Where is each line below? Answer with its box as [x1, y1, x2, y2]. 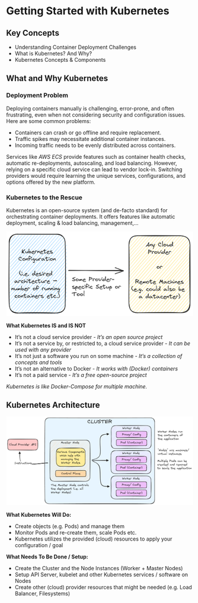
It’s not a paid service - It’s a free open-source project [14, 371, 147, 378]
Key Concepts [6, 28, 59, 38]
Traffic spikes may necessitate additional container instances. [14, 135, 166, 142]
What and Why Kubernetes [6, 73, 108, 84]
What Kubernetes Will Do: [6, 511, 72, 519]
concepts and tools [14, 359, 62, 366]
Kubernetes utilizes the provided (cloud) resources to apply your [14, 535, 173, 542]
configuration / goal [14, 542, 63, 549]
